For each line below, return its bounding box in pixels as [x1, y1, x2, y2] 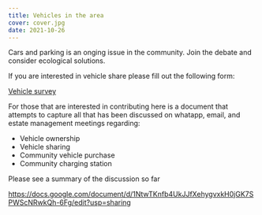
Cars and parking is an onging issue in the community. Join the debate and [8, 48, 253, 57]
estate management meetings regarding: [8, 119, 140, 128]
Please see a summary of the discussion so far [8, 174, 160, 183]
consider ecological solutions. [8, 56, 106, 65]
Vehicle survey [8, 87, 57, 96]
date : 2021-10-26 [8, 26, 65, 34]
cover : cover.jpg [8, 19, 65, 27]
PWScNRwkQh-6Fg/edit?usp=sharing [8, 198, 132, 207]
